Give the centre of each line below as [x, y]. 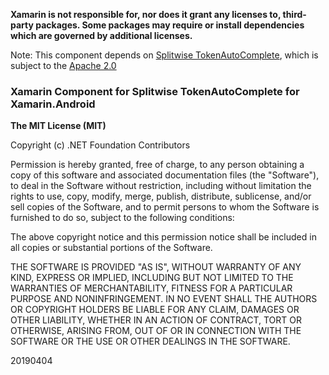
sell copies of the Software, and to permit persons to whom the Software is [165, 207]
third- [294, 14]
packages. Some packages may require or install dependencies [170, 25]
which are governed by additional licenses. [101, 35]
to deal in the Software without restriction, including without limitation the [161, 186]
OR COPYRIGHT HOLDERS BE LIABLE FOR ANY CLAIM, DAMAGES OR [155, 310]
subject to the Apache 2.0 [63, 65]
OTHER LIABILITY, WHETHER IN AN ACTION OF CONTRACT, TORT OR [156, 320]
